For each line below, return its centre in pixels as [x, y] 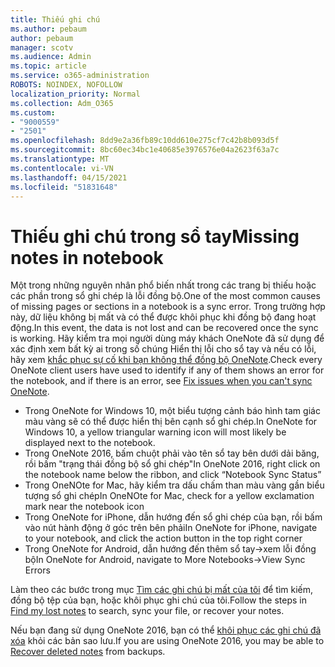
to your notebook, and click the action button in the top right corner [163, 538]
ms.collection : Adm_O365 [62, 103]
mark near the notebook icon [84, 507]
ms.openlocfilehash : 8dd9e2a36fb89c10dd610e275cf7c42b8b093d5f [145, 141]
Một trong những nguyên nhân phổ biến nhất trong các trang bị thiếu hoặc [163, 285]
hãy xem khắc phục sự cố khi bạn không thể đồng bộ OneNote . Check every [166, 360]
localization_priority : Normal [75, 94]
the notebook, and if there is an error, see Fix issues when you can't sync [161, 381]
